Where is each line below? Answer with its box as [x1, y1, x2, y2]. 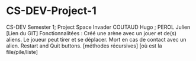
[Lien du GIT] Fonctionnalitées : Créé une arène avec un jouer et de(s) [6, 29, 176, 36]
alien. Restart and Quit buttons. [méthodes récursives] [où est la [6, 42, 162, 49]
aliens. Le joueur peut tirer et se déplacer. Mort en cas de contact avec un [6, 36, 187, 43]
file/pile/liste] [6, 48, 38, 55]
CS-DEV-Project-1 [6, 4, 97, 18]
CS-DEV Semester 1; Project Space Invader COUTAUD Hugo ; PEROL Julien [6, 23, 191, 30]
